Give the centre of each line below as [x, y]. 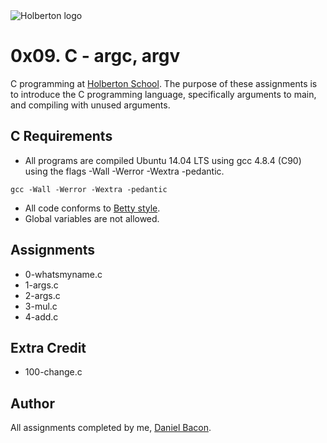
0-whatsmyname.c [63, 274]
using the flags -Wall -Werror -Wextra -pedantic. [124, 171]
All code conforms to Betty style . [92, 208]
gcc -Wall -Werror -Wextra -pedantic [89, 189]
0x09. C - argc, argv [95, 56]
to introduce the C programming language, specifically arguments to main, [163, 94]
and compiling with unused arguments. [90, 105]
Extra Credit [48, 347]
